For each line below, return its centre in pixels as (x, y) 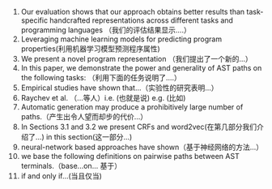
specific (34, 20)
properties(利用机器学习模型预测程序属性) (90, 49)
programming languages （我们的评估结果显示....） (106, 30)
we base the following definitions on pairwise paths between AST (130, 156)
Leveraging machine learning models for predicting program (121, 39)
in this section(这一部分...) (89, 137)
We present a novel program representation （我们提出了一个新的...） (137, 59)
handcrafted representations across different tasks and (141, 20)
